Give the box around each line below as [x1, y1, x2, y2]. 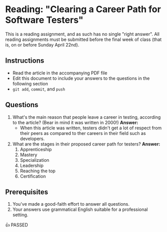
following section [12, 80, 48, 86]
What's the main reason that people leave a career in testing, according [12, 114, 161, 120]
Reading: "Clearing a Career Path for [5, 4, 161, 15]
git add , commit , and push [12, 86, 65, 92]
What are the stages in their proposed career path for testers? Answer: [12, 141, 160, 147]
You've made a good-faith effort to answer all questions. [12, 201, 130, 207]
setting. [12, 212, 29, 218]
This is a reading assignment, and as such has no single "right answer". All [5, 31, 160, 37]
